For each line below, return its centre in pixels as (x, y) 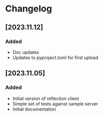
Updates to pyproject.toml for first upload (56, 57)
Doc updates (26, 52)
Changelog (29, 9)
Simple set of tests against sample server (55, 103)
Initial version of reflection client (46, 98)
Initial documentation (34, 109)
